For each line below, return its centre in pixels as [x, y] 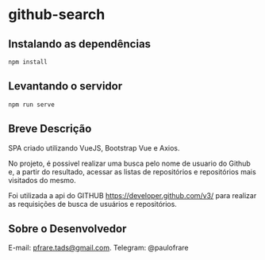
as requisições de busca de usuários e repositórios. [92, 204]
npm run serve [32, 105]
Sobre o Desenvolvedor [67, 229]
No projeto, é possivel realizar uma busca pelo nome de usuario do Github [130, 163]
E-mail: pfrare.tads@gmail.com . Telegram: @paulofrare [98, 248]
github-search [57, 15]
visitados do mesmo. [42, 180]
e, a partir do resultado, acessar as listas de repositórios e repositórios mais [132, 171]
